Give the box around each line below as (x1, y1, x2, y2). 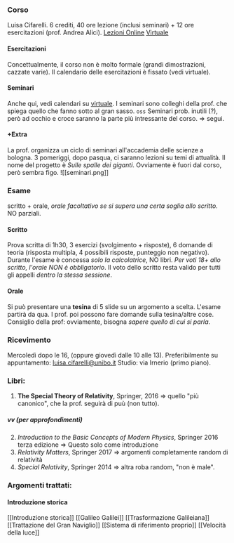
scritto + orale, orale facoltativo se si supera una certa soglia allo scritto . (7, 202, 219, 210)
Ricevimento (7, 335, 51, 345)
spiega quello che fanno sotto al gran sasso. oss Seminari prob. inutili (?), (7, 107, 219, 115)
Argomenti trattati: (7, 480, 72, 490)
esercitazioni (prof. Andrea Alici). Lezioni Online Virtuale (7, 28, 169, 37)
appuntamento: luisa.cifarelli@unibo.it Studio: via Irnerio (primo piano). (7, 358, 212, 367)
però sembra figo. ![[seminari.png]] (7, 168, 109, 176)
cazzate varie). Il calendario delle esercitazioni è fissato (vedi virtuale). (7, 67, 212, 76)
